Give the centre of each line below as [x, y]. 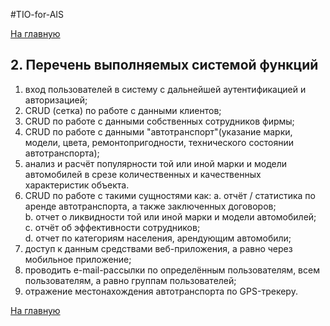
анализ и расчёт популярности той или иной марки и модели [156, 163]
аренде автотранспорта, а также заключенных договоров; [150, 206]
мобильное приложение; [78, 259]
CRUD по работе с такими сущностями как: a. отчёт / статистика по [170, 195]
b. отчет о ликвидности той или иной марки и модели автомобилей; [170, 216]
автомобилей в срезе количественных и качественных [143, 174]
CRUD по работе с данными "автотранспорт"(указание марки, [158, 131]
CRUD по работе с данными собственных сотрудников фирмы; [159, 121]
